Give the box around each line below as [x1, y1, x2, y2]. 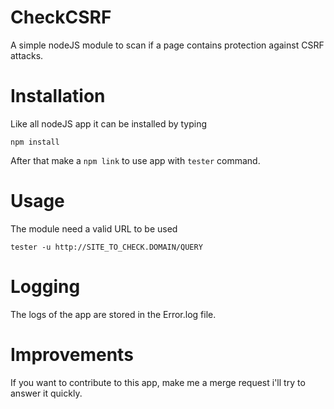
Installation [10, 85, 106, 108]
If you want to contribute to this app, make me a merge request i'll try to [10, 376, 306, 388]
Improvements [10, 343, 134, 366]
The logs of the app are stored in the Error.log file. [10, 308, 217, 320]
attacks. [10, 49, 44, 61]
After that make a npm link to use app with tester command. [10, 154, 261, 166]
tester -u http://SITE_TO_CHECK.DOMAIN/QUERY [10, 242, 203, 252]
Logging [10, 276, 81, 298]
